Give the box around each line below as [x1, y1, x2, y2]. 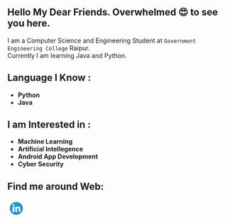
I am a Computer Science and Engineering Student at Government [7, 36, 197, 45]
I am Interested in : [7, 119, 91, 131]
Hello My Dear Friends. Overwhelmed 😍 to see [7, 6, 219, 18]
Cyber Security [17, 160, 64, 168]
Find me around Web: [7, 181, 104, 193]
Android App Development [17, 152, 98, 161]
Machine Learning [17, 137, 73, 146]
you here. [7, 18, 51, 30]
